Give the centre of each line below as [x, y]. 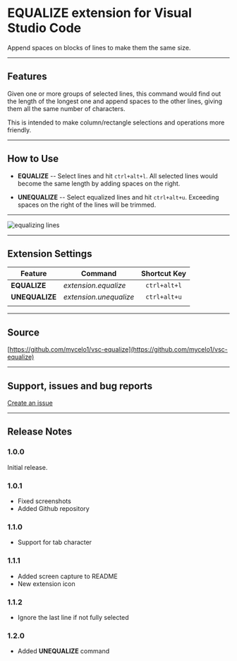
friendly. [19, 130]
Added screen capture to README [67, 576]
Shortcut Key [164, 274]
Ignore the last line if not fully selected [73, 617]
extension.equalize [95, 286]
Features [27, 77]
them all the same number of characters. [66, 108]
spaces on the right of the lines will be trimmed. [87, 205]
